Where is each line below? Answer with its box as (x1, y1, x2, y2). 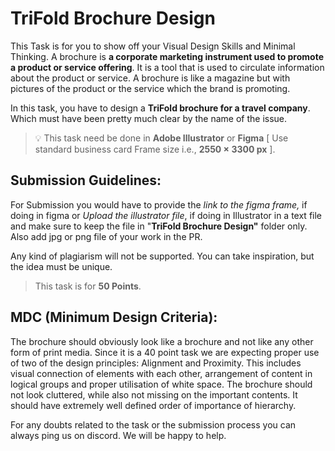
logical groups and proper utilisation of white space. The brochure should (10, 378, 313, 390)
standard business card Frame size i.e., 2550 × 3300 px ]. (34, 143, 276, 155)
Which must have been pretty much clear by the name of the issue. (10, 112, 288, 124)
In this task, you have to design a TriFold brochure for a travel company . (10, 102, 311, 114)
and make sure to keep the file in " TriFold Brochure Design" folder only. (10, 220, 308, 232)
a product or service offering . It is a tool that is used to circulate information (10, 61, 325, 73)
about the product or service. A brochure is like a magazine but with (10, 72, 291, 84)
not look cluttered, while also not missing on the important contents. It (10, 388, 298, 401)
